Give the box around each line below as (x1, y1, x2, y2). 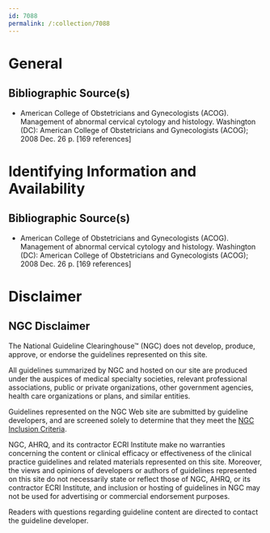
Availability (8, 179, 86, 198)
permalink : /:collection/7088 (8, 19, 111, 28)
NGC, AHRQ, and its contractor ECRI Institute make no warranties (8, 439, 226, 450)
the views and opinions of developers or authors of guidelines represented (8, 465, 257, 475)
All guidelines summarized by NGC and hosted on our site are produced (8, 365, 248, 375)
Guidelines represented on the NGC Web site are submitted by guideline (8, 407, 248, 416)
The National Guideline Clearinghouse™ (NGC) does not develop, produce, (8, 341, 256, 351)
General (8, 54, 63, 73)
